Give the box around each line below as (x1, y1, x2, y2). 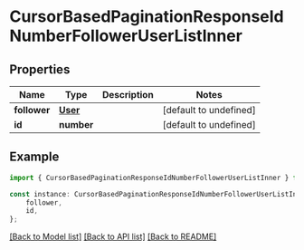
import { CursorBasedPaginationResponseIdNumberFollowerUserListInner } (9, 173, 290, 182)
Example (9, 149, 60, 165)
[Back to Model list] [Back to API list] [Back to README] (9, 231, 217, 242)
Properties (9, 62, 71, 77)
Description (102, 89, 154, 101)
